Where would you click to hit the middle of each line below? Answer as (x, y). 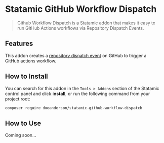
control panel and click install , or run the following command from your (78, 94)
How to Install (27, 76)
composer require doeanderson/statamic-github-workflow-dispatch (74, 108)
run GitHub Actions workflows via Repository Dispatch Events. (81, 28)
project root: (18, 99)
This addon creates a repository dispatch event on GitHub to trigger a (76, 55)
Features (19, 44)
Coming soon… (20, 135)
